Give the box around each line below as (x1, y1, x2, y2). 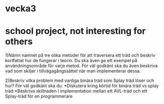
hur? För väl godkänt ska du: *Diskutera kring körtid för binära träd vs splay (5, 83, 159, 89)
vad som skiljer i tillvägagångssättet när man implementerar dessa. (5, 68, 141, 74)
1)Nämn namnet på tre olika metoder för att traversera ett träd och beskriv (5, 52, 156, 58)
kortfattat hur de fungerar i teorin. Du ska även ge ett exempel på (5, 58, 137, 64)
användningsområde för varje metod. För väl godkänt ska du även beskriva (5, 63, 158, 69)
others (5, 36, 33, 47)
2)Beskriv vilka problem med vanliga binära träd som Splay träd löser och (5, 77, 155, 84)
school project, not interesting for (5, 26, 146, 37)
